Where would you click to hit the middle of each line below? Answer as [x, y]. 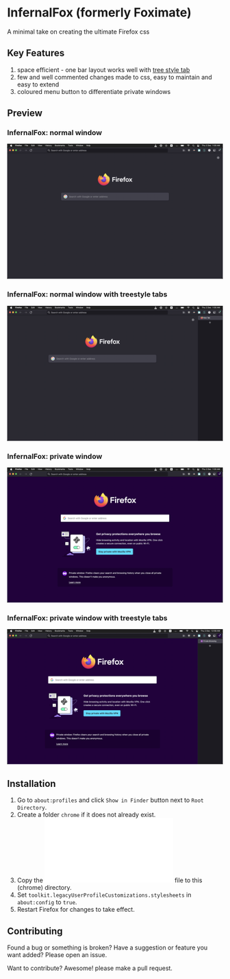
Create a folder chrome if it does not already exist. [86, 815]
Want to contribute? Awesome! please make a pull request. [90, 968]
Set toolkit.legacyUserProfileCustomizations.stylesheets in [104, 895]
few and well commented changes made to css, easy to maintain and [114, 77]
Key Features [36, 53]
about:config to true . [47, 902]
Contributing [35, 931]
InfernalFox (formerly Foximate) [99, 13]
